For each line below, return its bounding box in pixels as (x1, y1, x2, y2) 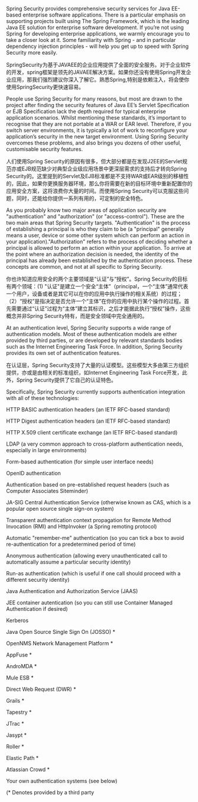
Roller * (6, 743, 25, 750)
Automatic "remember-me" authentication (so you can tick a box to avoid (6, 534, 184, 541)
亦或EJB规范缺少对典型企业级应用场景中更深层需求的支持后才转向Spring (11, 165, 187, 172)
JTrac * (6, 720, 25, 727)
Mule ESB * (6, 674, 34, 681)
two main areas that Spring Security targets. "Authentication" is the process (6, 219, 191, 226)
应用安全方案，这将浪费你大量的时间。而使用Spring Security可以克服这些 (6, 188, 184, 194)
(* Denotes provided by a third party (6, 789, 95, 795)
